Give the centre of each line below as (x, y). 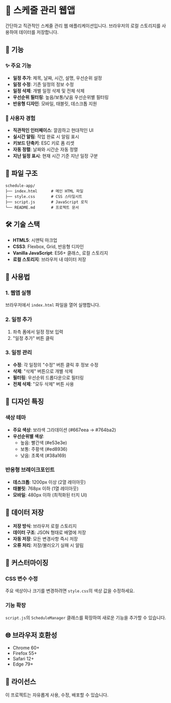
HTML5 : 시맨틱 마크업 (35, 240)
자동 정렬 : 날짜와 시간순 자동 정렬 (45, 149)
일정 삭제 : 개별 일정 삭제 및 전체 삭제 (48, 91)
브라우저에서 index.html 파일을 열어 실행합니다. (53, 305)
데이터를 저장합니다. (39, 32)
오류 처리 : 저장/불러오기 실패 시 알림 (48, 545)
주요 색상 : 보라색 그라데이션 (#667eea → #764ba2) (64, 430)
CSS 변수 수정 (22, 578)
